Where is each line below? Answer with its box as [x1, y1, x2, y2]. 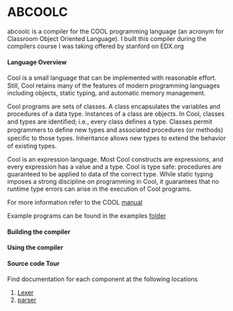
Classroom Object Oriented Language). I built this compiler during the [7, 34, 207, 42]
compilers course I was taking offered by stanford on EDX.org [7, 42, 184, 50]
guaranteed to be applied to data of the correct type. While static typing [7, 170, 214, 178]
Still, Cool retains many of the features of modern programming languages [7, 81, 220, 90]
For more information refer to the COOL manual [7, 199, 143, 207]
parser [17, 296, 37, 304]
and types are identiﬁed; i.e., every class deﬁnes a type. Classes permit [7, 117, 212, 126]
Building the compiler [7, 227, 71, 236]
